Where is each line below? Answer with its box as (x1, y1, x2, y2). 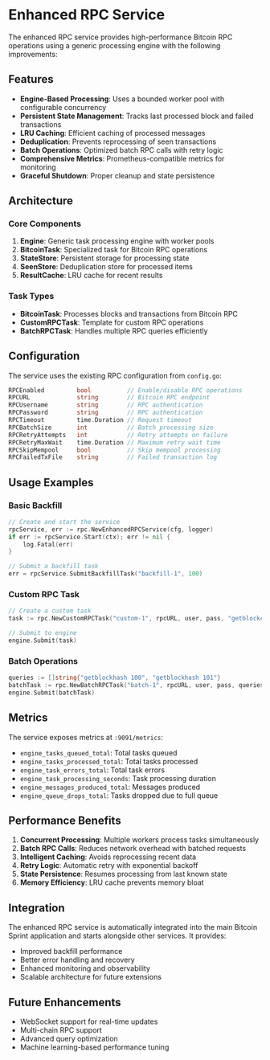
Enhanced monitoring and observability (19, 964, 151, 973)
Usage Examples (8, 476, 94, 489)
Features (8, 72, 54, 86)
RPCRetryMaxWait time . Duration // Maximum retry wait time (8, 438, 221, 447)
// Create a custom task (8, 607, 92, 616)
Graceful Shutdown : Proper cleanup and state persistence (19, 170, 215, 180)
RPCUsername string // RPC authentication (8, 401, 203, 409)
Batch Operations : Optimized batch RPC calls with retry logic (19, 145, 223, 154)
